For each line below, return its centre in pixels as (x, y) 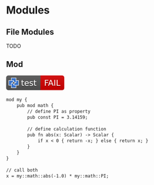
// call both (22, 170)
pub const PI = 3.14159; (58, 117)
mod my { (17, 100)
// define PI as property (59, 111)
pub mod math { (35, 105)
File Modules (30, 32)
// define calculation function (67, 129)
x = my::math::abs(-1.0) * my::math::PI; (58, 176)
